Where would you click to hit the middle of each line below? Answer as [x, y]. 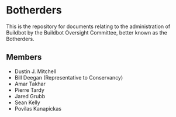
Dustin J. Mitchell [35, 71]
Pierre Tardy [30, 90]
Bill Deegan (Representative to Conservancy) [69, 77]
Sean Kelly [27, 102]
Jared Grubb [30, 96]
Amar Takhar [30, 84]
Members [24, 57]
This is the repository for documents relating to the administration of [88, 26]
